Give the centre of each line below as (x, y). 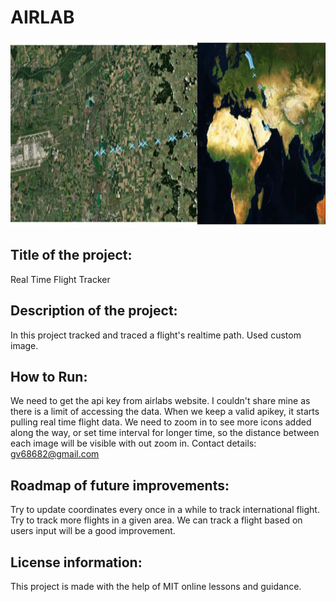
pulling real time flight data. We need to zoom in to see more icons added (161, 422)
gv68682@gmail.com (55, 454)
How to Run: (49, 376)
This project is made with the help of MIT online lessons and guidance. (156, 586)
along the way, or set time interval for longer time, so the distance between (165, 433)
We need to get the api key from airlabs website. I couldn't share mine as (160, 401)
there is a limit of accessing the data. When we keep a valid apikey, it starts (165, 412)
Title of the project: (71, 255)
